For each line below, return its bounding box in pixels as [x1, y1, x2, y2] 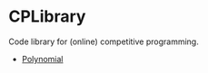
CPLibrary [8, 6, 86, 27]
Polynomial [21, 53, 64, 64]
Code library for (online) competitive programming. [8, 36, 199, 47]
